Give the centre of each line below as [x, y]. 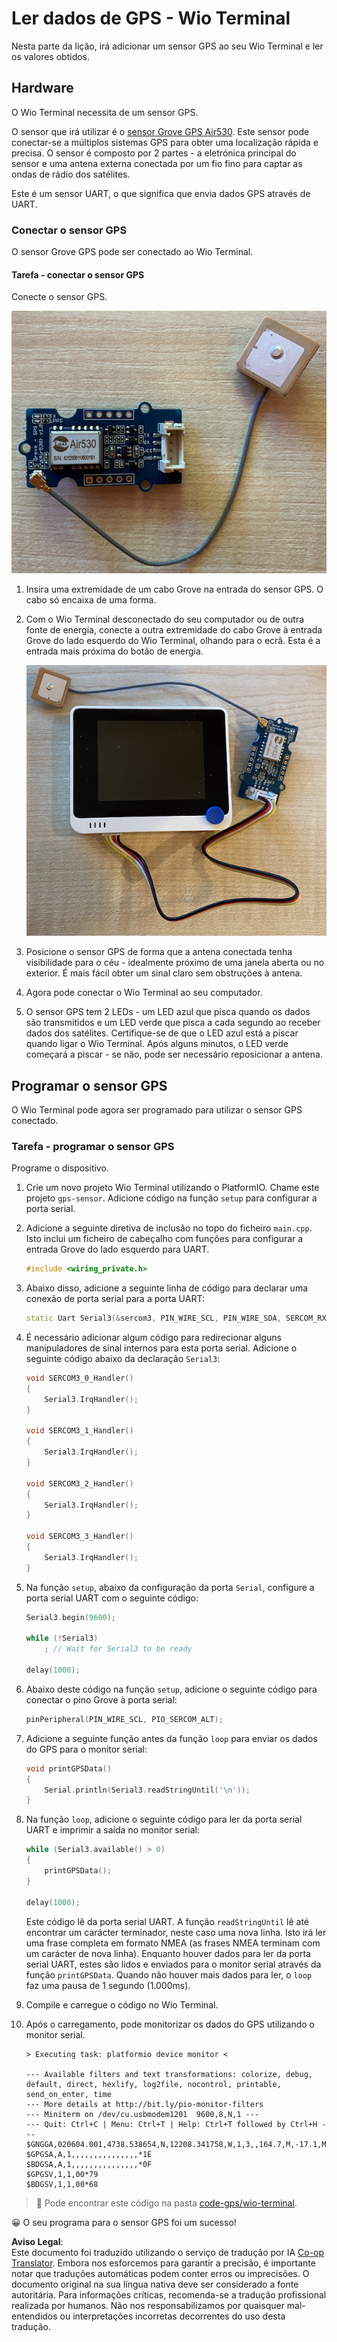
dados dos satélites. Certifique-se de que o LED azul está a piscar [162, 1033]
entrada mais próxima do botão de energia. [114, 651]
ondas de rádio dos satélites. [71, 174]
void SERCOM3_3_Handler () [79, 1537]
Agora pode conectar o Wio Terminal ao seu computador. [144, 993]
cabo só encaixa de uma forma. [91, 600]
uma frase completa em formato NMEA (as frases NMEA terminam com [173, 1943]
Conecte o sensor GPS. [59, 297]
